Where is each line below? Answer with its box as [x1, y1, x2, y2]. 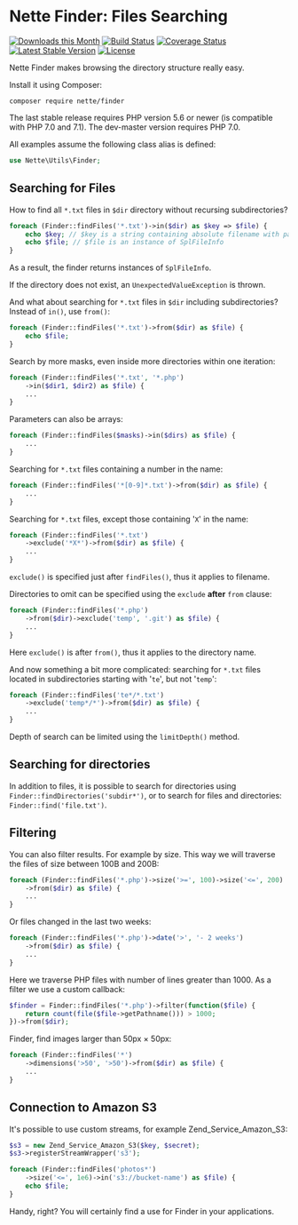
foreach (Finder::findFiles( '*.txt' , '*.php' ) [9, 373, 184, 382]
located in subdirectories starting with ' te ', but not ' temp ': [9, 673, 217, 684]
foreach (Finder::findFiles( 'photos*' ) [9, 1165, 157, 1174]
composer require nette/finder [9, 96, 125, 106]
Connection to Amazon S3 [9, 1100, 157, 1116]
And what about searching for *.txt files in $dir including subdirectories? [9, 297, 278, 307]
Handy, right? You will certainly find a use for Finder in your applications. [9, 1205, 275, 1216]
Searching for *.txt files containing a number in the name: [9, 464, 223, 474]
